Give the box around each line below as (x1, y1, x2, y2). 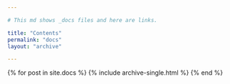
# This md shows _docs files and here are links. (7, 16, 158, 23)
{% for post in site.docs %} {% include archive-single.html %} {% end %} (7, 68, 223, 77)
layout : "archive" (7, 43, 62, 50)
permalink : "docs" (7, 36, 62, 43)
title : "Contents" (7, 29, 62, 36)
